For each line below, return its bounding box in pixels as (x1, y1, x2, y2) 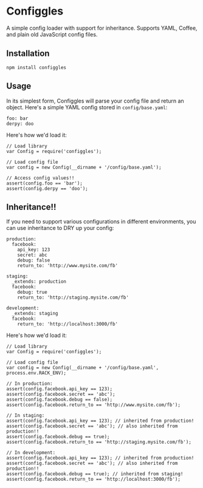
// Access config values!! (6, 175, 75, 181)
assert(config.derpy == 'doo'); (6, 185, 88, 192)
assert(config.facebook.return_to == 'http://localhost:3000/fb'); (6, 476, 181, 483)
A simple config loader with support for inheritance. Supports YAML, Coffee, (6, 24, 198, 32)
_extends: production (12, 279, 67, 285)
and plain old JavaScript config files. (6, 30, 98, 38)
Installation (6, 49, 50, 59)
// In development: (6, 450, 56, 456)
